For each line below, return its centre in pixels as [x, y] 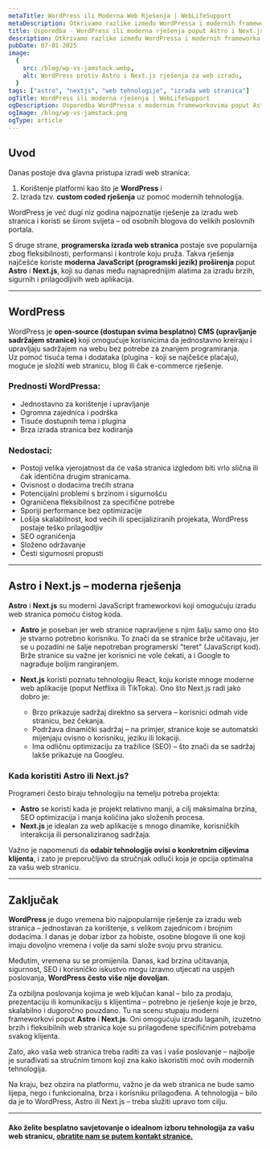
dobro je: [35, 696]
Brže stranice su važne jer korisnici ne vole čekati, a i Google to [125, 655]
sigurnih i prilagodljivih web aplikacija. [71, 279]
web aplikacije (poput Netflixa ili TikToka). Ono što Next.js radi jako [130, 688]
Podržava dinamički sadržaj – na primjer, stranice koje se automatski [145, 729]
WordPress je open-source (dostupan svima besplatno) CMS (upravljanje [133, 332]
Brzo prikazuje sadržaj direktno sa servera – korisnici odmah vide [140, 712]
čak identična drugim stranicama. [75, 476]
